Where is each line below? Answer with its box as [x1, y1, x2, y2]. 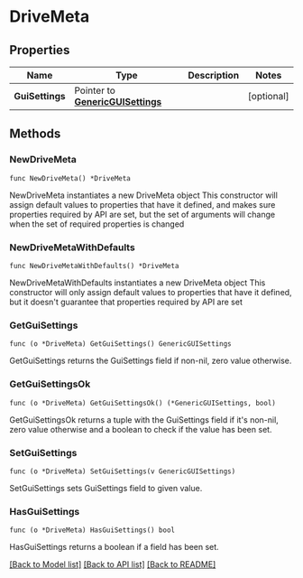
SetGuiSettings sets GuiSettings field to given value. [9, 482, 203, 493]
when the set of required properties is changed [9, 219, 185, 229]
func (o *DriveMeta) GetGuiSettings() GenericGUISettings [9, 340, 232, 349]
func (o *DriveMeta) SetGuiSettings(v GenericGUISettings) [9, 467, 236, 476]
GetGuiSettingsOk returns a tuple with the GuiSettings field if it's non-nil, [9, 414, 280, 425]
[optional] [247, 90, 289, 102]
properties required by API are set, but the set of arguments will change [9, 209, 276, 219]
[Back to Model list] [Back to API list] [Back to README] [9, 559, 216, 570]
